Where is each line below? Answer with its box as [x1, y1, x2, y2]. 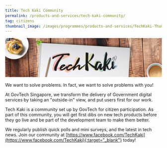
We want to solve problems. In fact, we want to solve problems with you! [5, 82, 154, 88]
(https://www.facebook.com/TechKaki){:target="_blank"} [5, 137, 122, 143]
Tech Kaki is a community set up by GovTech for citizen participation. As [5, 106, 154, 112]
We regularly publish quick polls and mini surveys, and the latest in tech [5, 127, 152, 133]
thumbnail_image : [5, 24, 41, 29]
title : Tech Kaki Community [5, 8, 64, 13]
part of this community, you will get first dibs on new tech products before [5, 112, 157, 118]
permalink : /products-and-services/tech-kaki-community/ [5, 13, 126, 18]
